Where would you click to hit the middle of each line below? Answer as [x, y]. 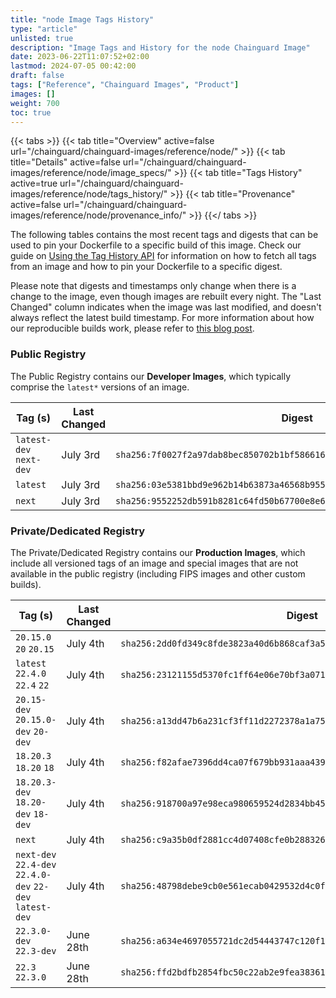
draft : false [37, 76]
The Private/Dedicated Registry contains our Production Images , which [158, 552]
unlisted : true [42, 38]
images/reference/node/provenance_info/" [98, 215]
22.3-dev [36, 950]
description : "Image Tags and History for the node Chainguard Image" [160, 47]
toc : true [31, 112]
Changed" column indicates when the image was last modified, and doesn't [166, 307]
